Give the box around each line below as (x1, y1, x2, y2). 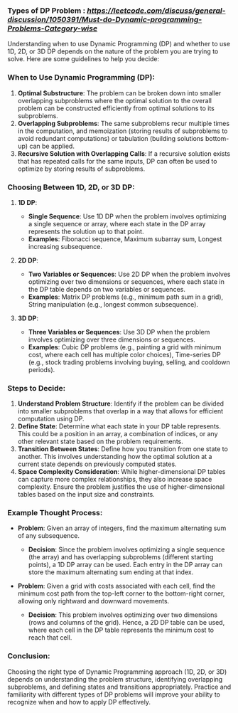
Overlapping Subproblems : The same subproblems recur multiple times (17, 119, 229, 127)
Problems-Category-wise (7, 23, 98, 33)
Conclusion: (7, 651, 50, 661)
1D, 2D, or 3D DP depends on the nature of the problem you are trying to (7, 47, 219, 56)
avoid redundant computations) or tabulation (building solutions (17, 134, 204, 142)
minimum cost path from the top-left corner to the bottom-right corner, (17, 589, 225, 598)
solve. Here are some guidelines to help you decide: (7, 55, 160, 63)
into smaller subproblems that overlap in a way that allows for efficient (17, 407, 224, 416)
